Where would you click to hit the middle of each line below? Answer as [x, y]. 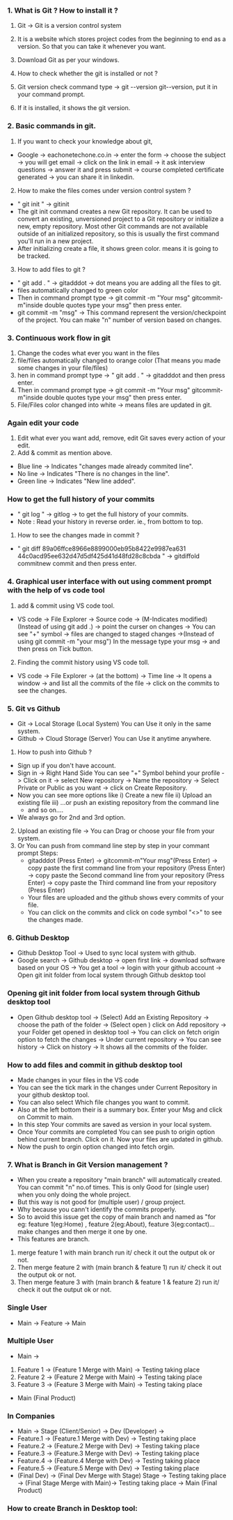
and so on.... [46, 810]
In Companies [31, 1415]
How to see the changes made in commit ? [78, 535]
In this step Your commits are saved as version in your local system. [114, 1124]
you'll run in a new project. [55, 241]
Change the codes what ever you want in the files [88, 353]
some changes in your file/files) [63, 367]
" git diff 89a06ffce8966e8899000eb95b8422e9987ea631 [102, 548]
